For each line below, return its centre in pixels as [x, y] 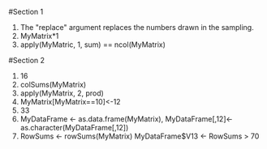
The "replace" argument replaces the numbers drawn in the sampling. [137, 27]
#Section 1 [26, 12]
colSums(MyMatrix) [53, 85]
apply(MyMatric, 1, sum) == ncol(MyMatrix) [93, 45]
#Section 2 [27, 60]
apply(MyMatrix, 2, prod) [62, 93]
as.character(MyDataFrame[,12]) [74, 128]
